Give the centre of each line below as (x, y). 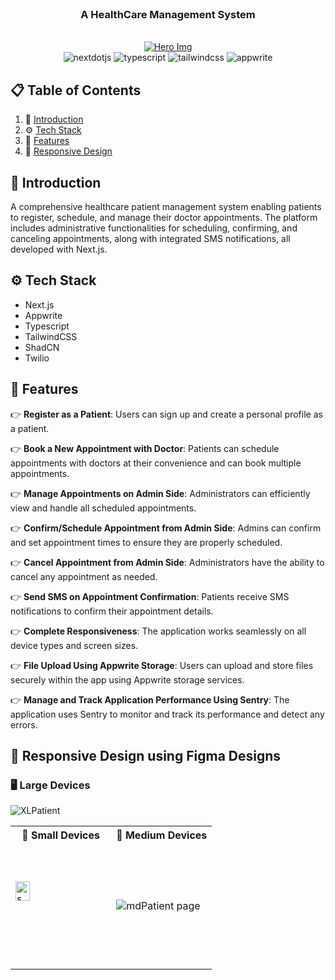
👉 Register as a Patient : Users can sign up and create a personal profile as (166, 414)
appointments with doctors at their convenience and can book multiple (156, 463)
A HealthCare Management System (168, 14)
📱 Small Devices (60, 835)
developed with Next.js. (59, 249)
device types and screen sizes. (74, 645)
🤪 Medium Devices (162, 835)
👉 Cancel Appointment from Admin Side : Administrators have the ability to (167, 562)
